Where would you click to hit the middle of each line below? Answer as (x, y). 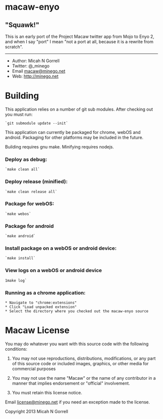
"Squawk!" (22, 25)
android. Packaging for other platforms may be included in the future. (74, 137)
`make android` (20, 236)
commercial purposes (34, 369)
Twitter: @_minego (31, 66)
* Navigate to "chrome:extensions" (41, 303)
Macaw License (37, 330)
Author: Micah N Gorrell (36, 61)
